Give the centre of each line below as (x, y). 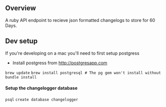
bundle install (21, 77)
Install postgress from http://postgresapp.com (60, 63)
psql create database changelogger (42, 100)
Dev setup (21, 41)
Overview (21, 8)
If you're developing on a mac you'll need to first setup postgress (72, 53)
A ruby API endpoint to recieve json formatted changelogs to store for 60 (80, 20)
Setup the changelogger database (41, 88)
